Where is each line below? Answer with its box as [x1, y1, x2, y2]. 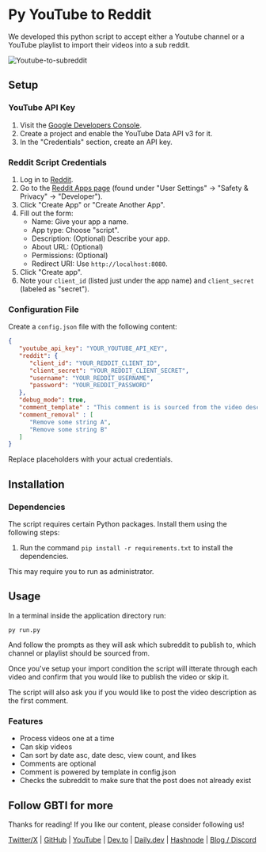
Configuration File [8, 303, 79, 314]
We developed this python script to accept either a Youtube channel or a [8, 32, 245, 41]
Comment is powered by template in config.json [19, 767, 177, 777]
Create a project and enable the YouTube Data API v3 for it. [19, 128, 213, 138]
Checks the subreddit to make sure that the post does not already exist [19, 776, 252, 785]
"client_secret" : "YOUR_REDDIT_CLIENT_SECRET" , [28, 367, 190, 375]
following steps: [8, 528, 60, 538]
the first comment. [8, 695, 69, 706]
